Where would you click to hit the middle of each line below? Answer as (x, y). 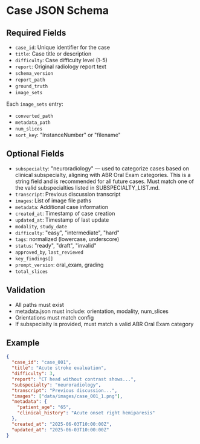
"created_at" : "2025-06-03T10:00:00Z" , (62, 424)
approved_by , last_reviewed (49, 252)
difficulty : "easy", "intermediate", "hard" (67, 233)
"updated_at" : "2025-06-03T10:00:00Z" (61, 430)
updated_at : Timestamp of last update (62, 220)
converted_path (34, 116)
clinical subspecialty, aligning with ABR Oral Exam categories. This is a (103, 175)
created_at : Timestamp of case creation (65, 213)
